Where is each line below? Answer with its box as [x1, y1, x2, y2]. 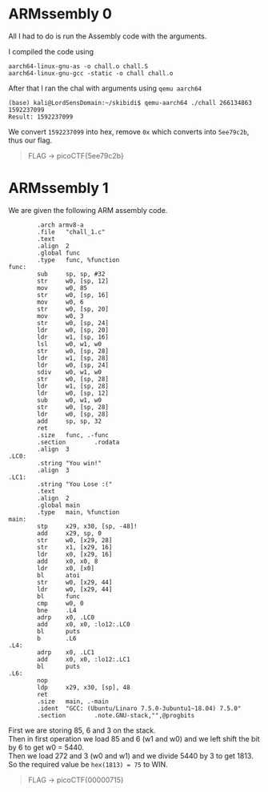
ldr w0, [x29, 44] [37, 585, 113, 593]
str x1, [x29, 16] [37, 543, 113, 551]
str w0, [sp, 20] [37, 305, 110, 313]
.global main [37, 501, 81, 509]
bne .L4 [37, 606, 78, 614]
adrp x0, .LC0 [37, 613, 94, 621]
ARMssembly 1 [8, 179, 110, 197]
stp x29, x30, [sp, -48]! [37, 522, 138, 530]
